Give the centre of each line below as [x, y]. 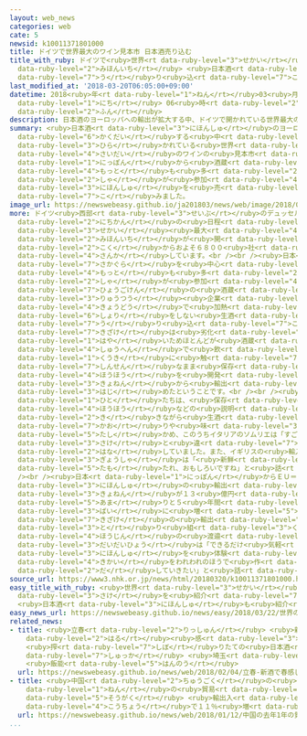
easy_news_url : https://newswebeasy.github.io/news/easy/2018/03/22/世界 [152, 613]
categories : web [40, 27]
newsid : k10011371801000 [57, 43]
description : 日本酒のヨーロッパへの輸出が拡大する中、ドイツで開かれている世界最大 [152, 120]
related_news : [37, 622]
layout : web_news [42, 18]
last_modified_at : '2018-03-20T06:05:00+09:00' [102, 86]
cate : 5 [24, 35]
